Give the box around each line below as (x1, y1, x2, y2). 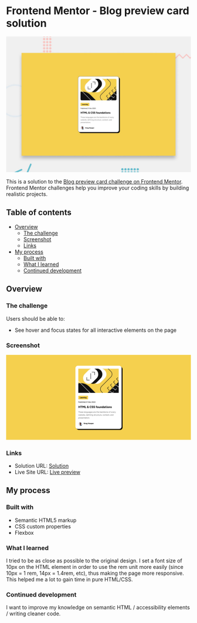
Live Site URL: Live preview (14, 469, 81, 475)
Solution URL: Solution (14, 462, 69, 469)
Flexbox (14, 529, 34, 536)
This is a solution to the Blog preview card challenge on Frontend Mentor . (6, 178, 183, 185)
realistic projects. (6, 191, 48, 198)
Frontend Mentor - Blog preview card (6, 4, 189, 18)
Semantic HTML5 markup (14, 517, 77, 524)
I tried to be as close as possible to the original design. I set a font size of (6, 557, 183, 564)
